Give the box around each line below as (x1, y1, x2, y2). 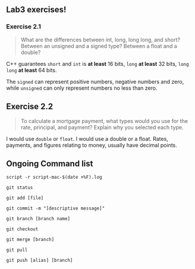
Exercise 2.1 (6, 23, 42, 31)
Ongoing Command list (6, 159, 93, 169)
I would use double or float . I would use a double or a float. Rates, (6, 135, 168, 142)
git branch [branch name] (6, 216, 70, 222)
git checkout (6, 226, 39, 232)
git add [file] (6, 195, 44, 201)
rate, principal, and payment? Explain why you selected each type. (20, 124, 184, 131)
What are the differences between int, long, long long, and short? (20, 36, 180, 43)
